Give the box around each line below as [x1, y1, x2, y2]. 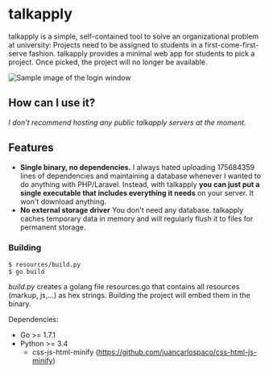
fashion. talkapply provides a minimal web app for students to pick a [28, 48, 255, 58]
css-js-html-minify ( [31, 347, 99, 357]
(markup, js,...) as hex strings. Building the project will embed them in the [8, 290, 251, 300]
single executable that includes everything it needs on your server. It [19, 188, 254, 197]
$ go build [8, 267, 45, 276]
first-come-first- [204, 39, 259, 49]
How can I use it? [8, 96, 96, 110]
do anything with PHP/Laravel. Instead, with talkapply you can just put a [19, 179, 260, 189]
